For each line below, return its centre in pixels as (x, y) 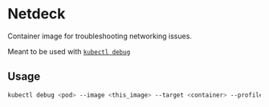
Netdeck (37, 14)
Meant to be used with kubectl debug (69, 51)
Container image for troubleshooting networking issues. (100, 36)
